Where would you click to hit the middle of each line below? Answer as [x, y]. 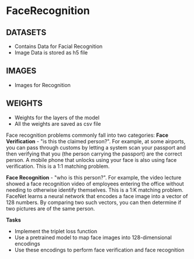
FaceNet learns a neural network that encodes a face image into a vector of [97, 196]
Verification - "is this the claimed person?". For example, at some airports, [96, 141]
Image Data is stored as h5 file [51, 53]
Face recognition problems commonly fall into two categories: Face [87, 135]
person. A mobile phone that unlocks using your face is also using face [91, 160]
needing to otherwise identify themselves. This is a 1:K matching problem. [95, 190]
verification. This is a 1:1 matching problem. [58, 166]
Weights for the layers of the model [57, 118]
